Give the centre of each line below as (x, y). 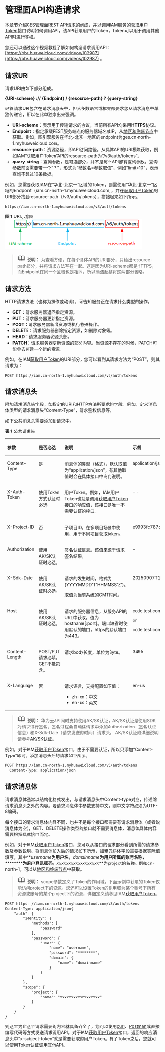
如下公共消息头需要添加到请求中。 (40, 421)
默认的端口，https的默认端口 (97, 630)
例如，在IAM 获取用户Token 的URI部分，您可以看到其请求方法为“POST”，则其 (82, 359)
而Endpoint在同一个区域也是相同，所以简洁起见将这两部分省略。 (82, 272)
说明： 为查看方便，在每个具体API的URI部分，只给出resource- (90, 259)
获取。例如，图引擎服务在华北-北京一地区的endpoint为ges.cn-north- (82, 137)
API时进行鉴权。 (22, 37)
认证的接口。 (86, 511)
